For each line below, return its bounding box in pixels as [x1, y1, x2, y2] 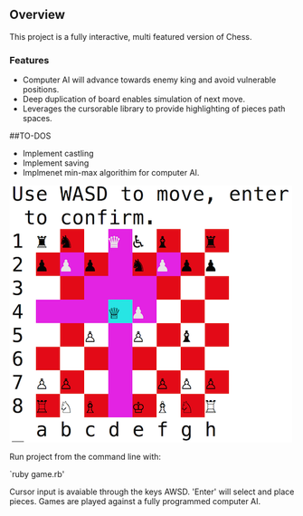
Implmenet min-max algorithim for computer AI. [22, 167, 200, 178]
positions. [22, 84, 60, 95]
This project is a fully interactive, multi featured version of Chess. [9, 31, 252, 42]
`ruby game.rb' [9, 469, 65, 480]
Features [9, 53, 50, 66]
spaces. [22, 113, 52, 124]
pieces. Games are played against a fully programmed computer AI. [9, 496, 261, 507]
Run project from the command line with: [9, 452, 161, 463]
